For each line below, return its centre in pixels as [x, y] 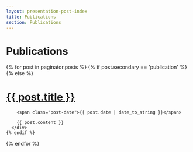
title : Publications [31, 17]
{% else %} [20, 73]
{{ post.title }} [41, 97]
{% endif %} [20, 133]
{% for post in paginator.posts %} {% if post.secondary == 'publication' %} [96, 67]
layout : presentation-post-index [47, 11]
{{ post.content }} [40, 123]
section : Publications [34, 22]
